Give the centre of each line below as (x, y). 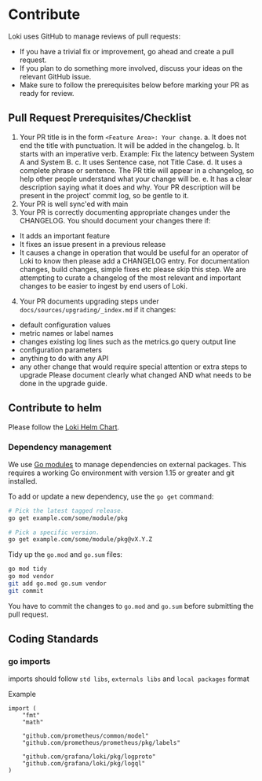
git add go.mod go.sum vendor (58, 584)
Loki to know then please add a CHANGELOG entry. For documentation (134, 260)
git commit (26, 591)
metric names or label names (66, 333)
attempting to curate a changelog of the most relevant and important (130, 278)
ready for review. (47, 93)
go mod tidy (27, 569)
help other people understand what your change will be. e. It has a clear (136, 179)
